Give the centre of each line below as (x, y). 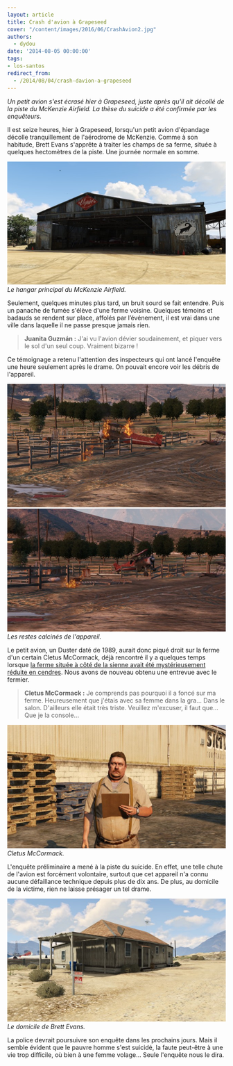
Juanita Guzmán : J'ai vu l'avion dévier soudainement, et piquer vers (123, 338)
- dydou (25, 44)
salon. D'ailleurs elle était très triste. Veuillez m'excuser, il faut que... (121, 708)
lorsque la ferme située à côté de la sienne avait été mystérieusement (106, 665)
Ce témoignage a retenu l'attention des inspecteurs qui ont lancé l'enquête (114, 359)
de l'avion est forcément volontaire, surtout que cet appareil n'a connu (108, 874)
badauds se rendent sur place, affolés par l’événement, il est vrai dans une (114, 318)
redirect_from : (29, 73)
